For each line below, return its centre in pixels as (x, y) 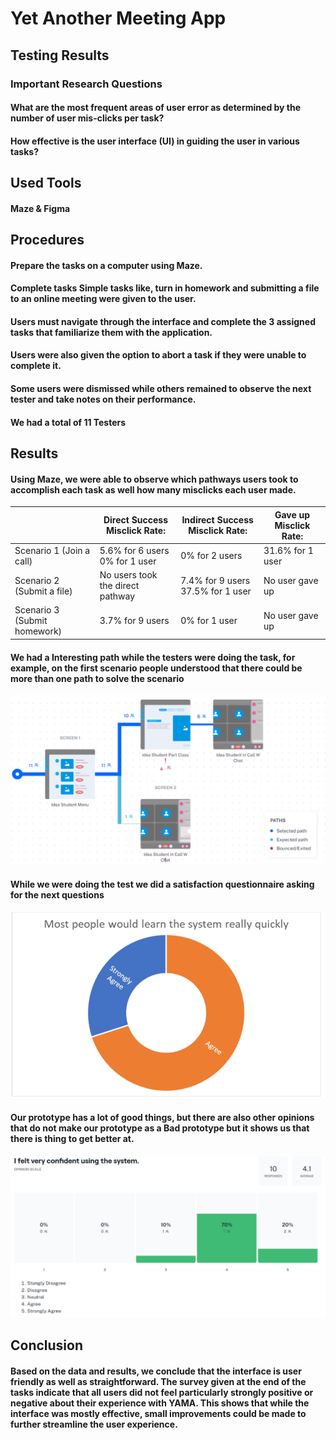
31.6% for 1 (288, 550)
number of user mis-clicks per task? (87, 118)
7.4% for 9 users (215, 580)
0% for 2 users (211, 556)
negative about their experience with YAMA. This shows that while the (160, 1403)
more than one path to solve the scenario (97, 678)
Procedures (47, 240)
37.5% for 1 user (216, 591)
